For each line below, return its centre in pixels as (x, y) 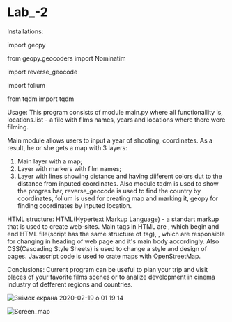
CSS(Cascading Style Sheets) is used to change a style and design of (107, 248)
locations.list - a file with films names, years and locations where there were (116, 120)
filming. (18, 127)
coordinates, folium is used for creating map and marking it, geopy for (117, 198)
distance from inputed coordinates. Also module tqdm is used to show (118, 183)
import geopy (26, 45)
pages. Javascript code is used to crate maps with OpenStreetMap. (104, 256)
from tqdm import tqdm (41, 99)
